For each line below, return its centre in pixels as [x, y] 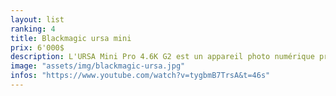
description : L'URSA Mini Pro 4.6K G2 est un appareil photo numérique [162, 57]
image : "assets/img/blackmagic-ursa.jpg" [98, 66]
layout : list [37, 19]
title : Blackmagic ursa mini [71, 38]
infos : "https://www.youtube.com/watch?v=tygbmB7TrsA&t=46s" [140, 76]
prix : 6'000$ [37, 47]
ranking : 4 [33, 29]
